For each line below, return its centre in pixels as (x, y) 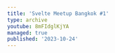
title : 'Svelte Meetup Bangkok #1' (58, 13)
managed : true (28, 33)
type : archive (28, 20)
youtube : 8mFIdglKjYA (38, 26)
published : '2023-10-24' (43, 39)
